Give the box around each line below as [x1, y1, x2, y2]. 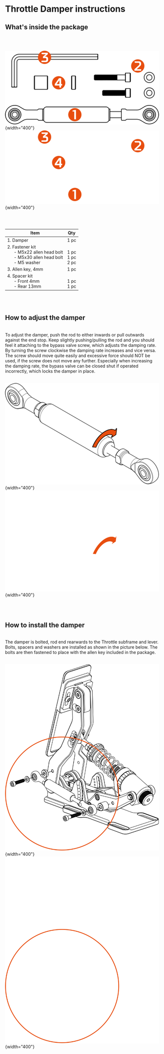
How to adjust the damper [5, 314, 85, 322]
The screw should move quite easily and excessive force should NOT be [5, 353, 150, 358]
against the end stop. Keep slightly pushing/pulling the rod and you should [5, 337, 155, 343]
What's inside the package [5, 23, 88, 31]
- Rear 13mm [14, 283, 41, 289]
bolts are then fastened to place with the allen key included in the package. [5, 649, 156, 655]
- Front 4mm [14, 278, 40, 284]
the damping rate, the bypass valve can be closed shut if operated [5, 363, 139, 369]
